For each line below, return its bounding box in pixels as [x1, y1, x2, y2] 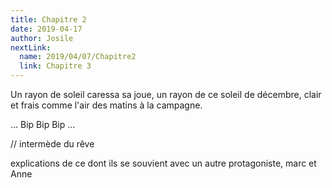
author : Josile [10, 33, 74, 43]
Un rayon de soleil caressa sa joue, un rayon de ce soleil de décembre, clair [10, 89, 322, 100]
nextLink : [10, 42, 52, 53]
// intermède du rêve [10, 138, 95, 150]
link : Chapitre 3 [19, 61, 92, 71]
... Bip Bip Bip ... [10, 119, 76, 130]
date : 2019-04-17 [10, 24, 83, 34]
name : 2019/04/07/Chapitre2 [19, 52, 137, 62]
